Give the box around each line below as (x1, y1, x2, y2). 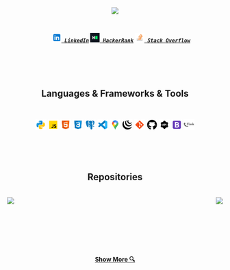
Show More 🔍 (94, 256, 136, 264)
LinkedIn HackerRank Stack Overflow (64, 37, 190, 44)
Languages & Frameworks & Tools (41, 88, 189, 99)
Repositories (87, 171, 143, 183)
